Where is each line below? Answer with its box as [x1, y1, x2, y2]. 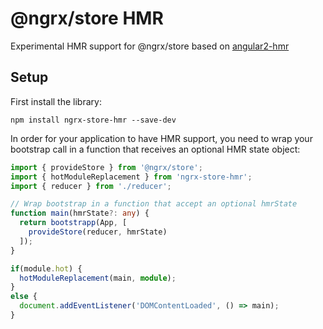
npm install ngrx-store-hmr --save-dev [10, 115, 177, 125]
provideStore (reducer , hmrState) [28, 227, 168, 237]
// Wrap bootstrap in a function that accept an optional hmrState [10, 199, 298, 209]
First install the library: [10, 95, 102, 107]
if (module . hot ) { [10, 263, 83, 274]
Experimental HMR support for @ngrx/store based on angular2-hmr [10, 40, 290, 52]
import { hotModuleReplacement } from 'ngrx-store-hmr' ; [10, 172, 253, 182]
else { [10, 292, 38, 302]
